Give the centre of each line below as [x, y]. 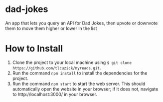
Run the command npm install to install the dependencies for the [80, 73]
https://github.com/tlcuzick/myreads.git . [57, 67]
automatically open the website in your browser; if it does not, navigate [85, 89]
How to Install [34, 49]
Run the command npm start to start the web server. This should [79, 83]
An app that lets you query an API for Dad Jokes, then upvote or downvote [81, 23]
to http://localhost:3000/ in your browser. [55, 94]
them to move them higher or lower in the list [51, 28]
